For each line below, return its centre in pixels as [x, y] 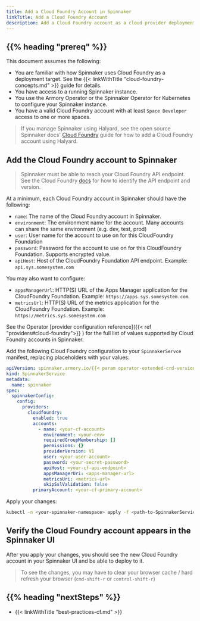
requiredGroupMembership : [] [80, 440]
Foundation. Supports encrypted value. [63, 254]
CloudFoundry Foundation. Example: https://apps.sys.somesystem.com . [102, 296]
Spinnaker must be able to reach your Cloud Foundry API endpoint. [103, 174]
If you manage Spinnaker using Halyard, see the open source [96, 129]
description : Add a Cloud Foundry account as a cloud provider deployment [101, 23]
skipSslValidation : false [76, 485]
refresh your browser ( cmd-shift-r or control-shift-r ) [88, 579]
